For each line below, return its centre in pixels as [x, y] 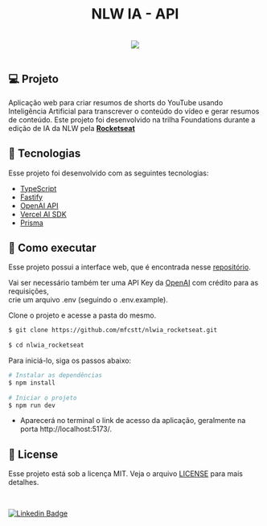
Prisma [32, 223]
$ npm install [32, 383]
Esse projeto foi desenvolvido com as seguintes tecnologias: [109, 173]
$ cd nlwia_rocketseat [46, 345]
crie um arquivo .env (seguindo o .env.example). [88, 300]
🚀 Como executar [52, 247]
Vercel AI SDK [43, 214]
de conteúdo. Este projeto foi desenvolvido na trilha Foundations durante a [132, 119]
